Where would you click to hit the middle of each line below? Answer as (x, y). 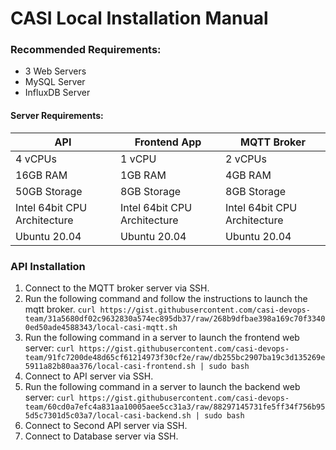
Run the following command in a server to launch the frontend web (162, 337)
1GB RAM (143, 175)
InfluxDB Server (57, 93)
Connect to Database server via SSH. (101, 436)
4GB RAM (248, 175)
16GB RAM (41, 175)
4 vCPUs (36, 159)
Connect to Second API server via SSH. (106, 425)
